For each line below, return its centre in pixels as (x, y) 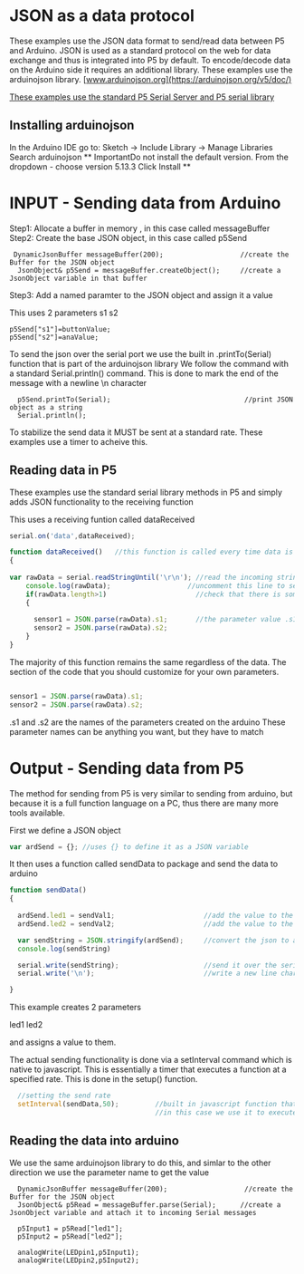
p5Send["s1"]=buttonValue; (60, 329)
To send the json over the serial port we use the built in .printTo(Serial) (141, 353)
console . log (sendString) (64, 949)
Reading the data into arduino (94, 1141)
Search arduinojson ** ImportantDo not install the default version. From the (149, 157)
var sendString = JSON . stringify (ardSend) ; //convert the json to (153, 940)
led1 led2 (26, 1025)
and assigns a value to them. (63, 1042)
